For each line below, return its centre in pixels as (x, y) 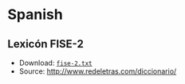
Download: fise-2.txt (55, 63)
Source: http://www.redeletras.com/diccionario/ (98, 71)
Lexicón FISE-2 (46, 44)
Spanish (35, 15)
